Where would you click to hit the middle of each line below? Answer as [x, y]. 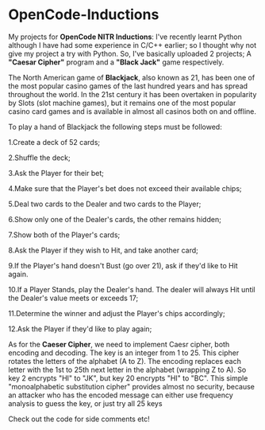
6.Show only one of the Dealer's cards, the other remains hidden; [115, 219]
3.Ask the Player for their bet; [56, 173]
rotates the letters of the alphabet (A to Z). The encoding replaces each [125, 361]
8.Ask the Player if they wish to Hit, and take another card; [103, 250]
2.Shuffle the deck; [40, 158]
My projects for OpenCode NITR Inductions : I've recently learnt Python [125, 37]
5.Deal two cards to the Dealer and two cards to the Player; [105, 204]
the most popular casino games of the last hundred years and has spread [128, 86]
